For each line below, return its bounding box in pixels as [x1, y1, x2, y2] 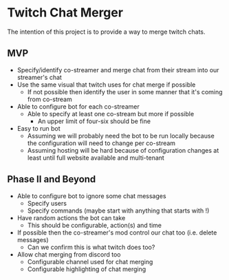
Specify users [27, 199, 67, 207]
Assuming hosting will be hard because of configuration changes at [27, 146, 219, 154]
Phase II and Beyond [7, 173, 96, 185]
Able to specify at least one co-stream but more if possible [27, 109, 195, 118]
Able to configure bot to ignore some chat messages [17, 191, 166, 200]
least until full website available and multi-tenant [27, 153, 165, 162]
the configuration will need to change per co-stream [27, 139, 176, 147]
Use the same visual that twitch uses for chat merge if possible [17, 80, 196, 89]
